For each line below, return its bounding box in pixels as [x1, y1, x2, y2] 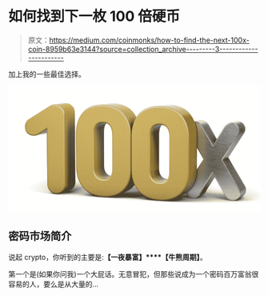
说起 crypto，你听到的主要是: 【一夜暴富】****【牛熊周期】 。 [8, 252, 208, 262]
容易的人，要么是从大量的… [8, 279, 99, 289]
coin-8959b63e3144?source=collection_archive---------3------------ [27, 44, 258, 54]
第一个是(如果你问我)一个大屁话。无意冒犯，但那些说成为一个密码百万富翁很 [8, 269, 259, 278]
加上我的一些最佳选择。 [8, 69, 86, 78]
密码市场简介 [8, 230, 72, 243]
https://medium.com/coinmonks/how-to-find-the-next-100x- [49, 35, 250, 45]
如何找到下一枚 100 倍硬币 [8, 7, 181, 26]
